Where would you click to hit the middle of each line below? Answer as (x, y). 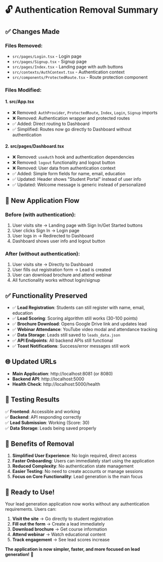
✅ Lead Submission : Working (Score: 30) (47, 423)
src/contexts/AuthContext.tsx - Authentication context (68, 72)
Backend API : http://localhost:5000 (48, 379)
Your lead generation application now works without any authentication (77, 504)
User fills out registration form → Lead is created (62, 270)
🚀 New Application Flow (42, 200)
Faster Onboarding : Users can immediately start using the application (83, 461)
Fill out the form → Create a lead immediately (58, 524)
